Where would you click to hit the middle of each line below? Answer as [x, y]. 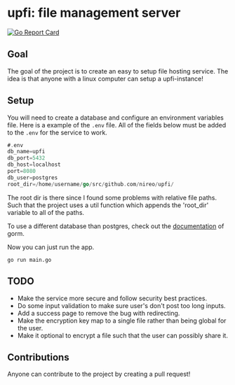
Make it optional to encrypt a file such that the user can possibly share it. [122, 335]
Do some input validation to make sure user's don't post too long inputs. [121, 305]
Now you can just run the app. [51, 247]
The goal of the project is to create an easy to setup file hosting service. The [118, 71]
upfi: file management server [94, 13]
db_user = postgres [33, 177]
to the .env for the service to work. [57, 132]
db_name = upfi [26, 152]
